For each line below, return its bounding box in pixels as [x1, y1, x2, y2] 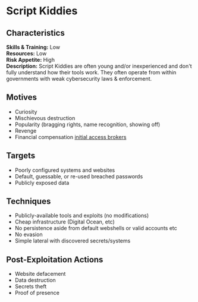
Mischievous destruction [14, 114, 76, 121]
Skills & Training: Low [6, 43, 61, 51]
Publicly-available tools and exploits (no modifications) [14, 212, 149, 219]
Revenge [14, 127, 37, 134]
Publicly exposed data [14, 179, 70, 186]
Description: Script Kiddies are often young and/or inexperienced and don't [6, 62, 192, 70]
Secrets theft [14, 283, 47, 290]
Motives [6, 92, 37, 102]
